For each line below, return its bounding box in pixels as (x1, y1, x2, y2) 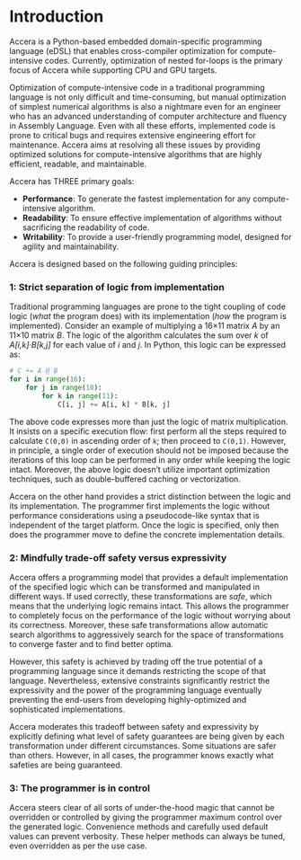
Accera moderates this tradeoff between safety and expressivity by (9, 721, 259, 731)
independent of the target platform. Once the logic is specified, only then (9, 519, 279, 530)
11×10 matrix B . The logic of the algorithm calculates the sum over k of (9, 330, 269, 341)
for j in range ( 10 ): (25, 383, 102, 392)
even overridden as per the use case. (9, 840, 147, 851)
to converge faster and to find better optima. (9, 638, 173, 649)
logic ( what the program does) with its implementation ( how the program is (9, 311, 288, 322)
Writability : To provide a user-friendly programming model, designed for (22, 231, 292, 242)
